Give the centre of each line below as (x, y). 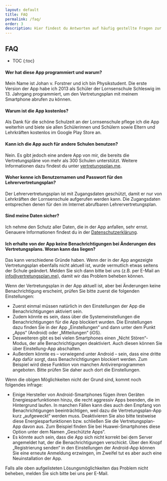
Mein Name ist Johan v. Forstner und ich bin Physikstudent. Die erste (76, 84)
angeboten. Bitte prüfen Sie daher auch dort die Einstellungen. (76, 370)
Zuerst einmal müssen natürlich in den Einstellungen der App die (79, 306)
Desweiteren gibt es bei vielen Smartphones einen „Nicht (71, 338)
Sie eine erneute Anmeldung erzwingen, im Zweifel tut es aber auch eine (87, 453)
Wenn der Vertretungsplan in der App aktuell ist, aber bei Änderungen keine (83, 286)
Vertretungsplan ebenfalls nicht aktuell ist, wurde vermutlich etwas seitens (82, 265)
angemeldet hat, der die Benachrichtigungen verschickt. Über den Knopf (87, 442)
